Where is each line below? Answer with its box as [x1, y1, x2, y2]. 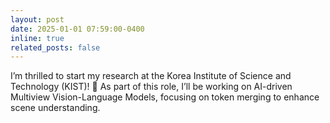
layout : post [10, 14, 65, 25]
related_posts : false [10, 42, 101, 53]
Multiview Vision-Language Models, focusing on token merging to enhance [10, 91, 320, 103]
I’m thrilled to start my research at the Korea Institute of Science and [10, 70, 292, 82]
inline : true [10, 33, 65, 43]
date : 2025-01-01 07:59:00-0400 [10, 24, 145, 34]
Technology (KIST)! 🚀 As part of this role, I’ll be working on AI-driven [10, 81, 293, 93]
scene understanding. [10, 102, 101, 114]
